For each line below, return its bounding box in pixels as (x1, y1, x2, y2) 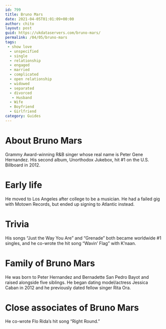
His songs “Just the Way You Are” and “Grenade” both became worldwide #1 (5, 235, 162, 241)
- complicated (9, 72, 39, 77)
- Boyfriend (9, 104, 35, 109)
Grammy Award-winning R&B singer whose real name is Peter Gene (5, 151, 143, 157)
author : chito (5, 21, 35, 26)
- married (9, 68, 30, 73)
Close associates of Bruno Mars (5, 302, 139, 313)
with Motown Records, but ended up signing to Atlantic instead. (5, 201, 135, 207)
